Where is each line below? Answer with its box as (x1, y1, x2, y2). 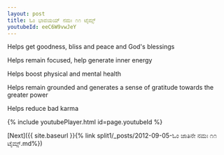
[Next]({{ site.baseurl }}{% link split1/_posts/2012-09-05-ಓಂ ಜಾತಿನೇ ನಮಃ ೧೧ (7, 131, 217, 140)
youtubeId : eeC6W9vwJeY (7, 23, 77, 30)
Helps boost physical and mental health (7, 69, 121, 78)
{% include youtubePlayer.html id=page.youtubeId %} (7, 118, 163, 126)
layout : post (7, 10, 45, 18)
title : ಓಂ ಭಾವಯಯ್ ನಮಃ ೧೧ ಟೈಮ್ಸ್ (7, 17, 96, 24)
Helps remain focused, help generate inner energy (7, 56, 153, 65)
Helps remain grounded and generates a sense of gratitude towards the (7, 83, 214, 92)
